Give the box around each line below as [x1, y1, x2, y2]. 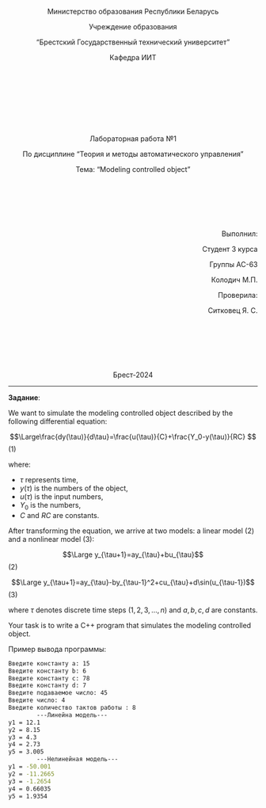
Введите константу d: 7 [8, 681, 87, 690]
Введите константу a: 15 [8, 659, 90, 668]
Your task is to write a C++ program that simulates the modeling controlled [8, 620, 252, 630]
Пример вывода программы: [8, 644, 107, 654]
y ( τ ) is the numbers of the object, [19, 483, 128, 493]
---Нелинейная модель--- [36, 756, 119, 764]
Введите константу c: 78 [8, 674, 90, 682]
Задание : [8, 393, 41, 402]
